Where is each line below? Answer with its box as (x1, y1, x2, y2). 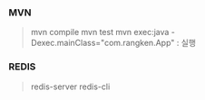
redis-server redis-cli (30, 81, 111, 92)
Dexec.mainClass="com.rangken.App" (30, 38, 175, 49)
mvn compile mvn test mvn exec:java (30, 27, 170, 38)
